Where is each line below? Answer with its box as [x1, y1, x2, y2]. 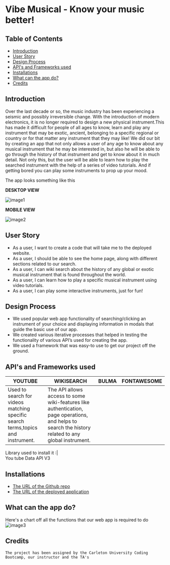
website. [12, 250, 31, 256]
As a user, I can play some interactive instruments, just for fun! [12, 288, 143, 294]
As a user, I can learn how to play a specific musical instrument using [12, 277, 157, 283]
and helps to [48, 418, 77, 425]
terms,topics [8, 424, 38, 431]
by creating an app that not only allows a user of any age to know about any [5, 140, 163, 146]
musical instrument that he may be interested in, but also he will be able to [5, 146, 160, 152]
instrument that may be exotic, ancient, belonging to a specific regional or [5, 130, 159, 136]
